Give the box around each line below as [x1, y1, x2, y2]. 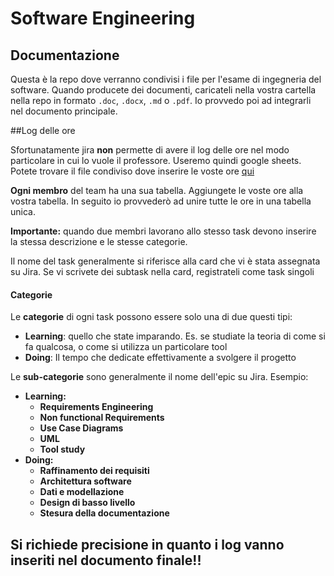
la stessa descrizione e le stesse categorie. [10, 236, 188, 247]
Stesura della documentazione [39, 507, 170, 519]
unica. [10, 206, 36, 217]
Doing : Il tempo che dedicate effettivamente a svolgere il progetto [24, 352, 297, 364]
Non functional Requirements [39, 412, 165, 424]
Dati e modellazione [39, 486, 125, 498]
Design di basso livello [39, 497, 136, 509]
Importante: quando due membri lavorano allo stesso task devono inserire [10, 225, 317, 237]
